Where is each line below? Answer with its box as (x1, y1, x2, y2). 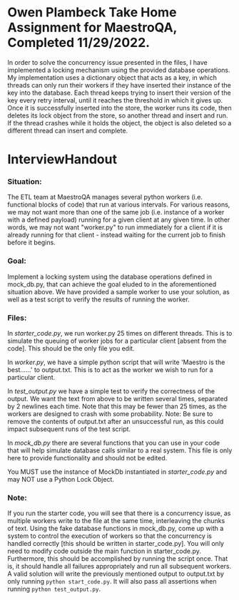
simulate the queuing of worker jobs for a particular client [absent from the (7, 336, 227, 346)
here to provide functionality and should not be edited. (7, 454, 168, 462)
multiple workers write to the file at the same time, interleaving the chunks (7, 517, 225, 525)
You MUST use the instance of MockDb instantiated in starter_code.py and (7, 467, 227, 476)
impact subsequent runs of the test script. (7, 425, 131, 433)
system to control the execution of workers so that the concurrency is (7, 532, 213, 540)
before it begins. (7, 238, 56, 247)
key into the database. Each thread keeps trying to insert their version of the (7, 88, 231, 97)
